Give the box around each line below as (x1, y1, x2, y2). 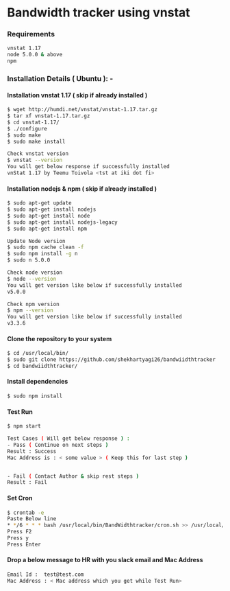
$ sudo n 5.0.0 (7, 257, 51, 264)
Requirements (7, 30, 55, 39)
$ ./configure (7, 125, 48, 132)
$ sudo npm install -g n (7, 251, 78, 257)
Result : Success (7, 448, 57, 454)
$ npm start (7, 423, 41, 430)
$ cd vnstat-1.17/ (7, 119, 60, 126)
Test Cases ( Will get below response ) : (7, 435, 130, 442)
